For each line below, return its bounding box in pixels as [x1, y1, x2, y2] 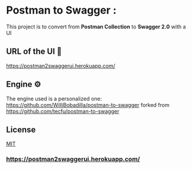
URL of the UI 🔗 [6, 47, 62, 57]
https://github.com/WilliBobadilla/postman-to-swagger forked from [6, 101, 170, 108]
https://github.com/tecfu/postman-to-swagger [6, 108, 119, 115]
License [6, 125, 36, 135]
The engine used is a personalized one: [6, 95, 102, 102]
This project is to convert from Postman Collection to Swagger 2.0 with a [6, 23, 186, 30]
